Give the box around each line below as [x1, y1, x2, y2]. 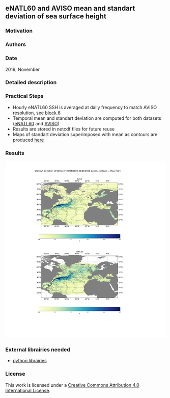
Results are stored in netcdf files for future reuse [12, 126, 115, 132]
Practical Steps [5, 93, 44, 100]
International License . [5, 387, 51, 393]
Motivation [5, 28, 33, 35]
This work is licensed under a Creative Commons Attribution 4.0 [5, 382, 140, 388]
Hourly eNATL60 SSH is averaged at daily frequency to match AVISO [12, 104, 157, 110]
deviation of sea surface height [5, 12, 107, 21]
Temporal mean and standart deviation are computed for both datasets [12, 115, 161, 121]
